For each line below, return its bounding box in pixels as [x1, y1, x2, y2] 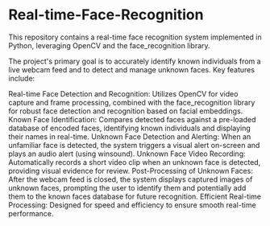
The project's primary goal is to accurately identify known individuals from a [8, 56, 261, 66]
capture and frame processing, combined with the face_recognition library [8, 97, 255, 107]
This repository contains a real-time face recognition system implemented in [8, 32, 262, 42]
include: [8, 73, 35, 83]
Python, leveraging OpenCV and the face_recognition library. [8, 40, 211, 50]
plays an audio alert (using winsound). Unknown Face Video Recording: [8, 149, 246, 158]
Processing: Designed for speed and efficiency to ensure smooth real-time [8, 199, 256, 210]
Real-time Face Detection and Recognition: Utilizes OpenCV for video [8, 88, 239, 98]
